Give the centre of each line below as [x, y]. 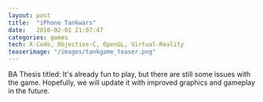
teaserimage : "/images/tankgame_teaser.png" [82, 52]
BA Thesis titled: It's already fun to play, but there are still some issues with [130, 74]
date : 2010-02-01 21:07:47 [56, 30]
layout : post [29, 15]
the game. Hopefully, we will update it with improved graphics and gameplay [132, 82]
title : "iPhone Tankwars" [52, 23]
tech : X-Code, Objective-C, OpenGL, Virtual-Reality [96, 45]
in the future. [29, 91]
